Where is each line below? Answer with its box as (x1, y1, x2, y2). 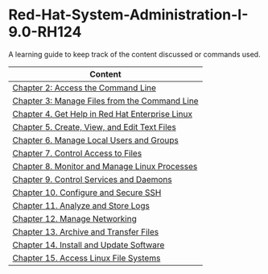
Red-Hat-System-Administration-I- (8, 6, 249, 24)
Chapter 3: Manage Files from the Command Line (12, 95, 199, 106)
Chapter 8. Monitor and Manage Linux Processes (12, 160, 198, 172)
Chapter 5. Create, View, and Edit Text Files (12, 121, 177, 132)
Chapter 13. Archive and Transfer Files (12, 226, 159, 237)
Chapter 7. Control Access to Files (12, 147, 142, 159)
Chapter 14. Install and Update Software (12, 239, 165, 251)
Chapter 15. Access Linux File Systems (12, 252, 161, 264)
